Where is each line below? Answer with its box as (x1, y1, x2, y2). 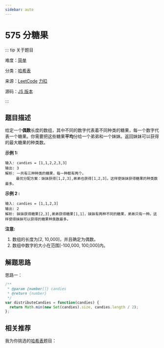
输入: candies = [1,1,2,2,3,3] (5, 161, 67, 166)
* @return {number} (7, 291, 47, 296)
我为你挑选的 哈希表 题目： (5, 338, 57, 344)
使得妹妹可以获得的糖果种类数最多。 (8, 217, 71, 222)
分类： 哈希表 (5, 67, 31, 73)
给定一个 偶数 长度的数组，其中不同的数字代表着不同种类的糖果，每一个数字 (5, 128, 155, 133)
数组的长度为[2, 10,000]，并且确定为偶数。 (12, 237, 99, 242)
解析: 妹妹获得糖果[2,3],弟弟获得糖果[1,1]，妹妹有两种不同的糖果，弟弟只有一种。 (5, 212, 154, 217)
